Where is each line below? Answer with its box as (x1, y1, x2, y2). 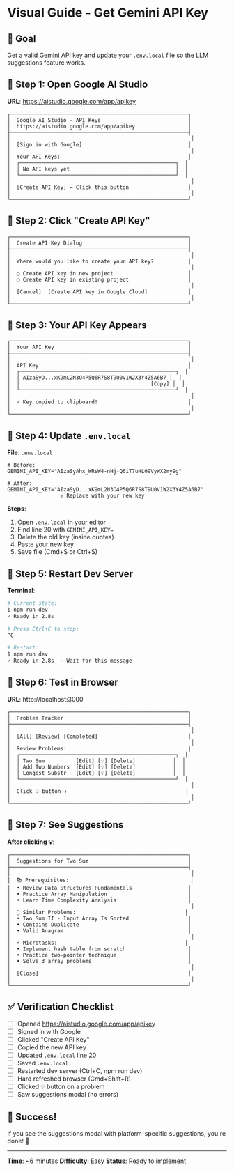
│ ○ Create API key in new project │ (7, 270, 192, 277)
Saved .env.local (17, 1058, 69, 1067)
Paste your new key (17, 540, 75, 548)
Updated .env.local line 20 (17, 1051, 97, 1059)
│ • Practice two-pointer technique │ (7, 951, 192, 959)
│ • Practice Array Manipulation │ (7, 890, 192, 897)
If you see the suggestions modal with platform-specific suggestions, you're (7, 1129, 226, 1137)
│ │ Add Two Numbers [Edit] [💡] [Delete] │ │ (7, 763, 186, 771)
